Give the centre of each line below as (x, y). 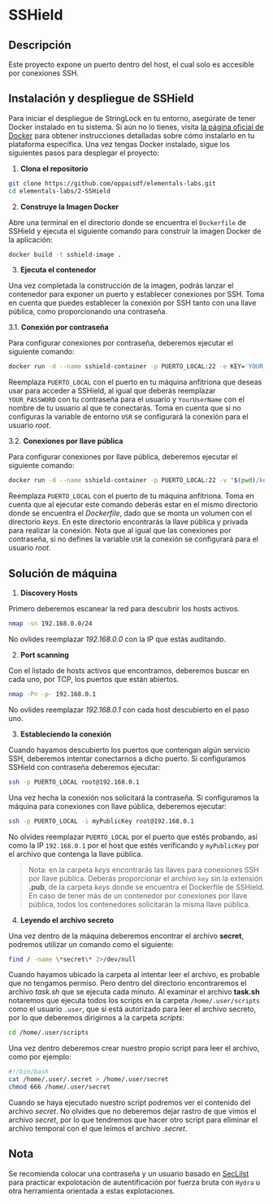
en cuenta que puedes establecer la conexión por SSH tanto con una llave (132, 303)
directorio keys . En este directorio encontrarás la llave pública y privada (128, 522)
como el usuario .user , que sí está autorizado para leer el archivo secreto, (132, 1009)
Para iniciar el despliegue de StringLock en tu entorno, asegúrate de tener (132, 118)
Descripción (40, 45)
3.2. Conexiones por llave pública (66, 441)
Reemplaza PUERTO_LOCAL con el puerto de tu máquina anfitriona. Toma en (131, 496)
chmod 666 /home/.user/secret (60, 1087)
